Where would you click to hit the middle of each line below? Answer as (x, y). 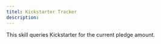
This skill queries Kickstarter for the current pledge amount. (81, 34)
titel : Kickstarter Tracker (42, 12)
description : (23, 17)
